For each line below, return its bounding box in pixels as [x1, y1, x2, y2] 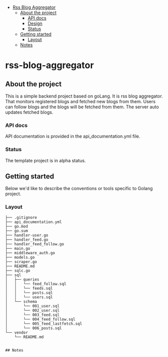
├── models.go [5, 255, 35, 260]
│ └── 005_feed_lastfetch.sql [5, 321, 82, 326]
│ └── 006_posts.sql [5, 326, 62, 331]
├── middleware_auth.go [5, 250, 55, 255]
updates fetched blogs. [5, 109, 53, 115]
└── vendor [5, 330, 28, 335]
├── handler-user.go [5, 233, 49, 238]
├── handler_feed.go [5, 237, 49, 242]
